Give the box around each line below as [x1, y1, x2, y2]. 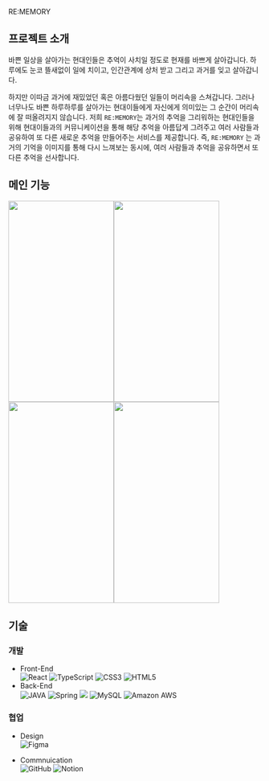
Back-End [19, 681, 53, 691]
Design [19, 731, 44, 741]
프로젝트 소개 [8, 32, 70, 46]
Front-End [19, 664, 54, 674]
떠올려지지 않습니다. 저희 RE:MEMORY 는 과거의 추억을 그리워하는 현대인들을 [25, 112, 255, 121]
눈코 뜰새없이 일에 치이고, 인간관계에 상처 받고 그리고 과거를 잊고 [29, 64, 231, 75]
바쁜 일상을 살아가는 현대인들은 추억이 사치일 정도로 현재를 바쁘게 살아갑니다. [8, 55, 249, 64]
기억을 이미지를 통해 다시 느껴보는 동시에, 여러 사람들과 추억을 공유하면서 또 [22, 142, 259, 152]
